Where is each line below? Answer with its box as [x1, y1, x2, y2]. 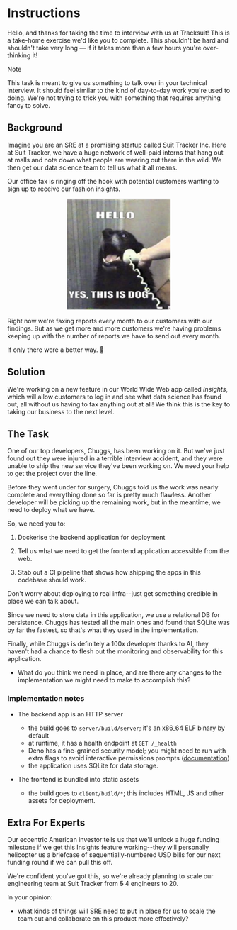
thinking [7, 51, 31, 60]
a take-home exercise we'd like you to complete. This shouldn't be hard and [7, 35, 229, 44]
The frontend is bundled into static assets [17, 775, 139, 783]
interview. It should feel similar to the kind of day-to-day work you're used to [7, 86, 231, 94]
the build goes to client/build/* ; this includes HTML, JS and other [28, 789, 224, 797]
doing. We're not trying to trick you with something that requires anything [7, 94, 221, 102]
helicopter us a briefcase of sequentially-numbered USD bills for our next [7, 851, 221, 859]
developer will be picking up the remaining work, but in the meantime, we [7, 498, 221, 506]
